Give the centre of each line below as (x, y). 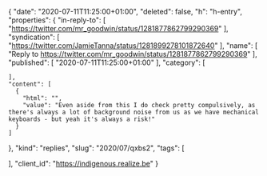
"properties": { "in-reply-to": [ (57, 20)
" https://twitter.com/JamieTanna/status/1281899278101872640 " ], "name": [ (133, 46)
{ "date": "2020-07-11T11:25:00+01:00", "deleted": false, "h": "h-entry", (125, 12)
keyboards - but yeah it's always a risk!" (82, 119)
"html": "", (42, 98)
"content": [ (30, 84)
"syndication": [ (34, 37)
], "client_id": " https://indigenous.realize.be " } (83, 164)
